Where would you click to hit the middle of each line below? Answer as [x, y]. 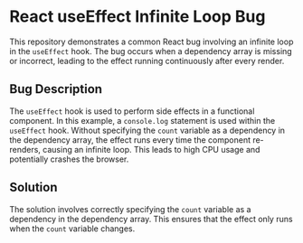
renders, [25, 149]
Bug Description [56, 89]
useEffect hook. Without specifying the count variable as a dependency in [147, 130]
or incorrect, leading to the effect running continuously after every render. [147, 61]
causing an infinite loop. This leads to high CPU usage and [151, 149]
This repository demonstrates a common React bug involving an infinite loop [151, 42]
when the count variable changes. [72, 229]
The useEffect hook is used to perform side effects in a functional [132, 111]
